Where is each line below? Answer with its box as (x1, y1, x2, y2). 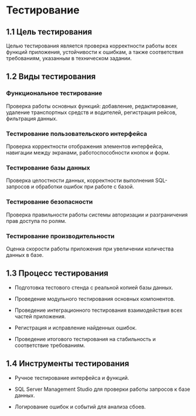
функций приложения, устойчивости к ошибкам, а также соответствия (6, 49, 184, 56)
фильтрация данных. (6, 115, 58, 122)
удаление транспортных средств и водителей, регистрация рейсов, (6, 109, 177, 116)
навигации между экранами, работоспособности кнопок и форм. (6, 149, 170, 156)
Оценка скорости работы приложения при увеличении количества (6, 245, 174, 252)
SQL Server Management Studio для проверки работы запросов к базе (14, 386, 190, 393)
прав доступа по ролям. (6, 217, 67, 224)
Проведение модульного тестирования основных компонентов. (14, 295, 176, 302)
